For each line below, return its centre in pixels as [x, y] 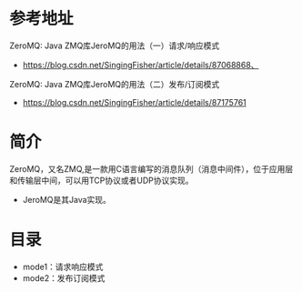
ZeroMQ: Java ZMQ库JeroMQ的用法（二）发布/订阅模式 [115, 84]
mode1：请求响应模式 [63, 267]
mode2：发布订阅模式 [64, 277]
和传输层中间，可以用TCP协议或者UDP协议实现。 [101, 180]
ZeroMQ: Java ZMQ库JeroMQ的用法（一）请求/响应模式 [115, 45]
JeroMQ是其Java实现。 [67, 199]
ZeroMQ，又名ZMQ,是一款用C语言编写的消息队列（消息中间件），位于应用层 [151, 168]
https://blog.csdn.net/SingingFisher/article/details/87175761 [135, 102]
